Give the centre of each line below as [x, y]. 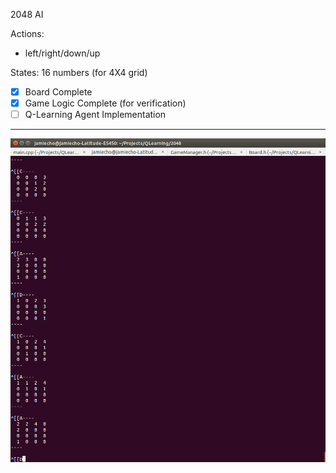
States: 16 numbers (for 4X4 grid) [79, 72]
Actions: [27, 33]
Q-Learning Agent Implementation [95, 115]
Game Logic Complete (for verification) [105, 103]
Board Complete [58, 92]
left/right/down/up [62, 53]
